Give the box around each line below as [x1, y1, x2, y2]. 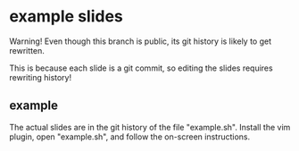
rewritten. [9, 45, 45, 55]
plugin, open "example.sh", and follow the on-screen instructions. [9, 131, 251, 142]
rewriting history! [9, 71, 72, 82]
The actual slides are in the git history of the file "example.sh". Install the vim [9, 122, 291, 132]
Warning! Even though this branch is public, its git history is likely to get [9, 36, 272, 46]
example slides [9, 6, 123, 27]
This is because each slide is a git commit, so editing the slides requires [9, 63, 274, 73]
